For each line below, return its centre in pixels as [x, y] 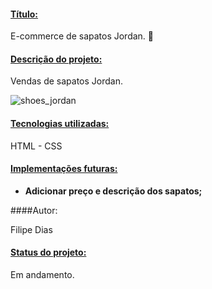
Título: [24, 14]
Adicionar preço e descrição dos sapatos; [113, 191]
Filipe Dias [31, 229]
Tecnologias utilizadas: [60, 123]
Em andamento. [42, 275]
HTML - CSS [36, 146]
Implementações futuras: [64, 169]
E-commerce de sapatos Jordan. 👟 [82, 36]
